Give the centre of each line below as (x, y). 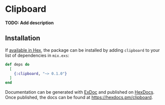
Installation (23, 38)
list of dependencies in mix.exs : (37, 55)
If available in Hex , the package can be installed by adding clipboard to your (82, 50)
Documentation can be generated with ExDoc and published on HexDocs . (80, 92)
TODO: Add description (30, 23)
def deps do (17, 64)
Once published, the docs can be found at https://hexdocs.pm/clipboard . (79, 98)
